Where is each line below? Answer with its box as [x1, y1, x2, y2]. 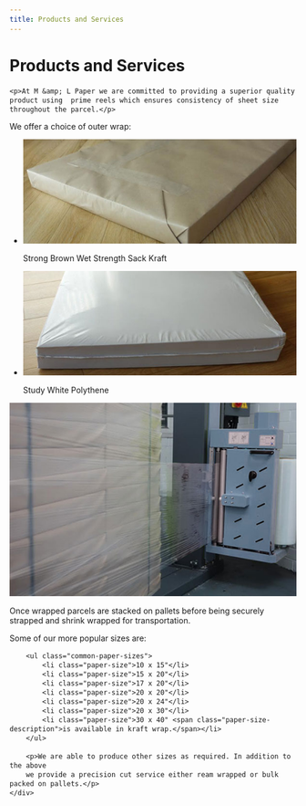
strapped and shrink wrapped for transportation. [9, 614, 191, 625]
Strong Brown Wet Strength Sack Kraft [22, 253, 168, 264]
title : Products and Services [9, 15, 125, 24]
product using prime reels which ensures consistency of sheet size [9, 96, 280, 105]
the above [9, 760, 47, 770]
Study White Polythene [22, 384, 109, 396]
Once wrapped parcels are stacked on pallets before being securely [9, 605, 265, 616]
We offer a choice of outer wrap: [9, 120, 132, 131]
